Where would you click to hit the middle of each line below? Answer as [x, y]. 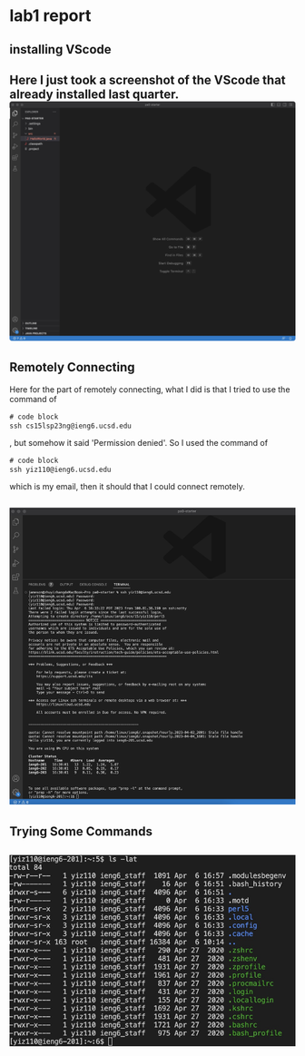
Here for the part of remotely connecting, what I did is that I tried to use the [150, 389]
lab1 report [50, 16]
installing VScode [60, 49]
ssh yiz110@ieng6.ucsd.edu [60, 469]
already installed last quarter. [94, 94]
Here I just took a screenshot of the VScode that [148, 79]
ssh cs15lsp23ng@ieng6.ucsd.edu [70, 426]
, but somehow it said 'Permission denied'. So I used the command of [139, 442]
